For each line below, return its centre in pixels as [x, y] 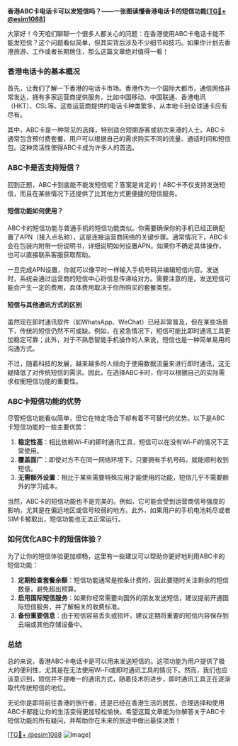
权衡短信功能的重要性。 [47, 381]
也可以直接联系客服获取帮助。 [51, 254]
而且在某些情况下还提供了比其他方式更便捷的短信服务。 [100, 193]
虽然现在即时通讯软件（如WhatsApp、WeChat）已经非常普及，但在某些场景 [118, 322]
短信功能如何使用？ [35, 211]
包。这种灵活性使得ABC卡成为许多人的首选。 [73, 147]
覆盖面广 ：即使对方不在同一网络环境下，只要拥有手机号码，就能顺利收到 [123, 460]
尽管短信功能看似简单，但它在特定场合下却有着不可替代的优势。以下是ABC [116, 418]
